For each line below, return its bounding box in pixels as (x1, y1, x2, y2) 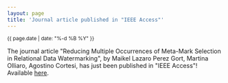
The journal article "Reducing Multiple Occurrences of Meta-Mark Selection (7, 47, 221, 55)
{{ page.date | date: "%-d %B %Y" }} (7, 35, 95, 41)
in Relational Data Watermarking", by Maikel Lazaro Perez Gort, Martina (7, 54, 209, 62)
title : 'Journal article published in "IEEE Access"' (7, 16, 165, 23)
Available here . (7, 69, 49, 77)
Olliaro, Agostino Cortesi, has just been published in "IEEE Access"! (7, 61, 198, 69)
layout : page (7, 10, 45, 17)
